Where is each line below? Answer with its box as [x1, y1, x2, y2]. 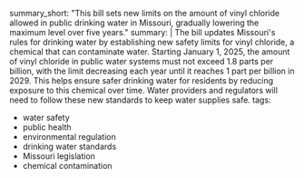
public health [22, 122, 72, 133]
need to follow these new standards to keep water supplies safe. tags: [9, 94, 271, 105]
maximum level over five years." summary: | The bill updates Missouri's [9, 27, 276, 37]
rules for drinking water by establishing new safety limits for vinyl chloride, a [9, 36, 295, 47]
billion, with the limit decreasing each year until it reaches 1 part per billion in [9, 65, 295, 76]
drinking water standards [22, 141, 117, 152]
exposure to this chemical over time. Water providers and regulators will [9, 85, 279, 95]
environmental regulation [22, 132, 116, 142]
